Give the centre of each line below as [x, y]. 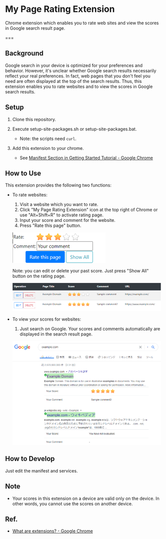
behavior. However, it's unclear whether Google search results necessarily [81, 70]
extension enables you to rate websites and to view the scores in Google [79, 86]
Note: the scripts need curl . [48, 138]
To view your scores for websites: [47, 319]
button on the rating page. [39, 276]
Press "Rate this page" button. [50, 226]
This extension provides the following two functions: [58, 185]
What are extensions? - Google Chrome [52, 531]
